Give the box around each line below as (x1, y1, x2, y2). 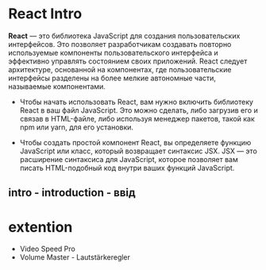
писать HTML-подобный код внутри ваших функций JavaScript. (19, 163, 235, 172)
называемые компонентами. (8, 81, 106, 91)
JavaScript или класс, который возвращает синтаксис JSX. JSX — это (19, 146, 258, 156)
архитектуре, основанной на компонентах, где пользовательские (8, 64, 232, 74)
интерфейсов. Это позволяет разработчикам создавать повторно (8, 39, 232, 48)
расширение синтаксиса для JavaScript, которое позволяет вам (19, 154, 238, 164)
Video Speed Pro (19, 244, 75, 254)
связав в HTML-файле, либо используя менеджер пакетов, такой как (19, 114, 256, 123)
